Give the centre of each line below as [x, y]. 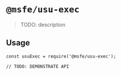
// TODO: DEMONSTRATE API [37, 66]
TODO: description [43, 24]
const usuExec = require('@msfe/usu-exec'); [61, 56]
